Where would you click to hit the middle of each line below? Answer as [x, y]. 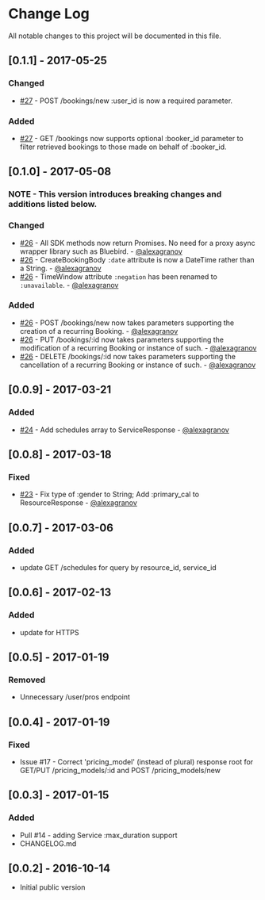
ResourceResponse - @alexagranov [78, 503]
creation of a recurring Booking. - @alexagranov [99, 331]
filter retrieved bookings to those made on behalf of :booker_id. [123, 147]
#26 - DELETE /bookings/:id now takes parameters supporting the [128, 356]
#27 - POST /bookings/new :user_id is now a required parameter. [126, 101]
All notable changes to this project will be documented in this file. [115, 36]
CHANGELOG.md [48, 843]
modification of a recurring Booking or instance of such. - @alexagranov [138, 348]
